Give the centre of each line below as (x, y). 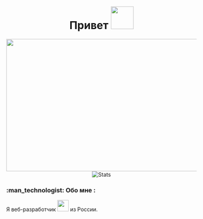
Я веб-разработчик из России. (52, 209)
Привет (89, 26)
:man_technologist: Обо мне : (51, 190)
